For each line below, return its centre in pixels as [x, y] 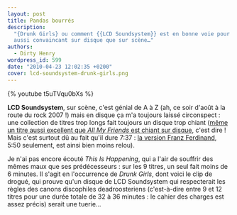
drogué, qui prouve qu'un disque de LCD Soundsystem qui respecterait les [116, 181]
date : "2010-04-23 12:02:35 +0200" [60, 67]
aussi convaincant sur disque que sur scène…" [84, 40]
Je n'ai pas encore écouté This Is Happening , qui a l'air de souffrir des [110, 159]
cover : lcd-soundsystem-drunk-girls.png [68, 73]
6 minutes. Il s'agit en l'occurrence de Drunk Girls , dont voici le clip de [110, 174]
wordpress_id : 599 [34, 60]
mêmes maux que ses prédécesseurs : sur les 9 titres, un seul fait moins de [118, 166]
